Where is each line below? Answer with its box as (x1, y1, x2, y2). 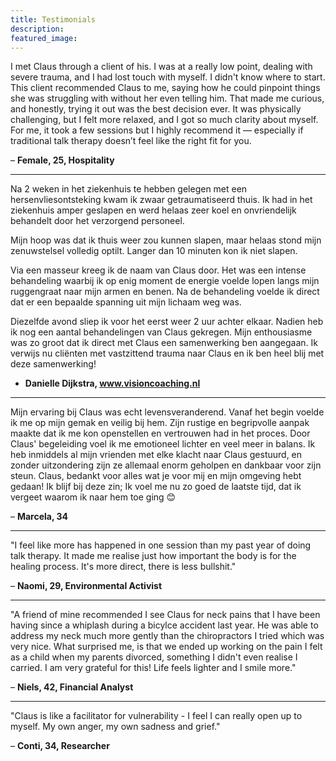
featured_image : (10, 33, 78, 43)
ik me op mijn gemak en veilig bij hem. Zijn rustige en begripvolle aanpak (10, 417, 310, 429)
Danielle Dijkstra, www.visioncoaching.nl (24, 377, 201, 390)
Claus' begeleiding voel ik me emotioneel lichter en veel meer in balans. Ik (10, 438, 316, 450)
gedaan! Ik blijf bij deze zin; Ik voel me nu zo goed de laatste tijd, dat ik (10, 481, 302, 493)
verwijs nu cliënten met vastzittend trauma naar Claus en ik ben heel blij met (10, 347, 325, 360)
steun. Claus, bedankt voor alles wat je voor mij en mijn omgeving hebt (10, 470, 302, 482)
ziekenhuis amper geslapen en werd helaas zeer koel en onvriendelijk (10, 204, 297, 216)
